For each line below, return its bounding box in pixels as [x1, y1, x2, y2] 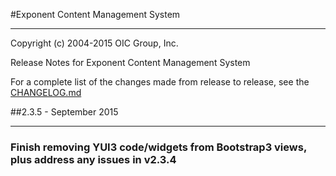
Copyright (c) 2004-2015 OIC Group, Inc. [10, 37, 179, 49]
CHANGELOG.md [10, 87, 82, 98]
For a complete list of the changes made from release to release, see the [10, 76, 310, 88]
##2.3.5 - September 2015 [10, 106, 119, 118]
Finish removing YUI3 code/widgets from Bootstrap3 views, [10, 140, 307, 154]
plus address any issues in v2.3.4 [10, 152, 177, 166]
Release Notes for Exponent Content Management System [10, 57, 251, 68]
